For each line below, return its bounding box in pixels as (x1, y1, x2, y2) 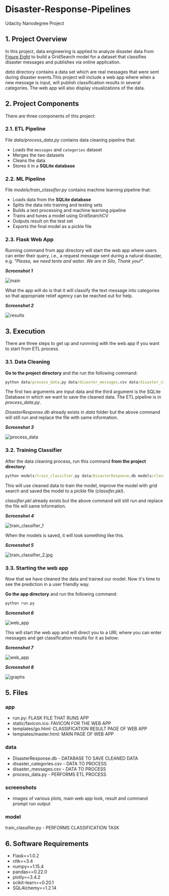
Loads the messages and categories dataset (12, 146, 102, 152)
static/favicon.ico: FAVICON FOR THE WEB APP (12, 720, 112, 726)
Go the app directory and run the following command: (5, 591, 118, 597)
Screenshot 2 (5, 303, 34, 309)
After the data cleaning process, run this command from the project (5, 458, 146, 464)
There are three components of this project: (5, 113, 96, 119)
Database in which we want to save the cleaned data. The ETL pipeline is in (5, 394, 161, 400)
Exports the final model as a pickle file (12, 223, 92, 230)
